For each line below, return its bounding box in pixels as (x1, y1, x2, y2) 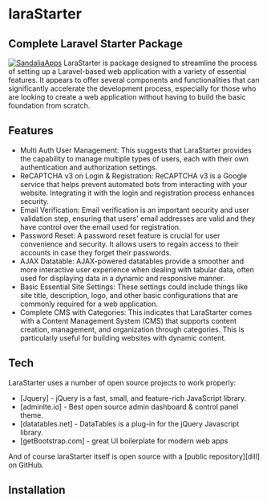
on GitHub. (8, 459, 44, 470)
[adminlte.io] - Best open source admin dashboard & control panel (19, 402, 239, 411)
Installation (8, 484, 66, 497)
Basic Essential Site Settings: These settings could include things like (19, 282, 249, 292)
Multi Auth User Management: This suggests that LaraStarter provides (19, 145, 253, 155)
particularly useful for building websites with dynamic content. (19, 333, 227, 342)
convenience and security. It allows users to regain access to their (19, 239, 239, 249)
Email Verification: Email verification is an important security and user (19, 205, 250, 214)
